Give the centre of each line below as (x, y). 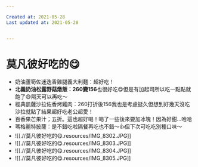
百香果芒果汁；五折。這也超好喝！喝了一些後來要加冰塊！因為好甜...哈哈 (103, 119)
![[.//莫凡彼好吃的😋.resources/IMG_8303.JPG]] (73, 143)
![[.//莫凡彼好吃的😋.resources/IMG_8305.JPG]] (73, 158)
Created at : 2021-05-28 (36, 17)
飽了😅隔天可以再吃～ (41, 97)
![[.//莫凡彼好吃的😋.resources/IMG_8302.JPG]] (73, 136)
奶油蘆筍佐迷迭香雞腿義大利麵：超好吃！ (64, 82)
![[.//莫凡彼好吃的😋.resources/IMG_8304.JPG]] (73, 151)
